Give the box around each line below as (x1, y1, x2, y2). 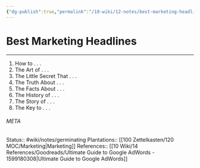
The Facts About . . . (14, 85, 65, 92)
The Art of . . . (14, 66, 49, 73)
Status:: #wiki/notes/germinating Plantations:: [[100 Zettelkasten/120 (6, 136, 174, 143)
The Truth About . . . (14, 79, 64, 86)
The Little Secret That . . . (14, 72, 77, 79)
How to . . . (14, 60, 42, 67)
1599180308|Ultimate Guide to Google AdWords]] (6, 155, 128, 162)
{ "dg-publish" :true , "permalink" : (6, 8, 89, 15)
